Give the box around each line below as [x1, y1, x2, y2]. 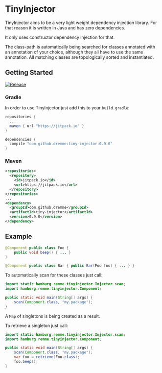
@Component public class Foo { [5, 245, 69, 250]
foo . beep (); [14, 359, 38, 364]
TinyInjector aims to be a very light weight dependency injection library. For [5, 20, 158, 25]
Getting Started [5, 69, 53, 77]
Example [5, 232, 32, 241]
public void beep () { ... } [14, 250, 71, 255]
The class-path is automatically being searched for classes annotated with [5, 44, 156, 50]
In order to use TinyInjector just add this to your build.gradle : [5, 105, 130, 111]
